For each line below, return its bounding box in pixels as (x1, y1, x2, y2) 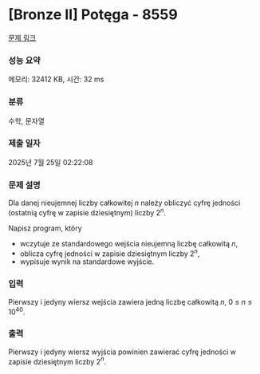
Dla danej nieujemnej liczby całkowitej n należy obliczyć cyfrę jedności (8, 198, 241, 208)
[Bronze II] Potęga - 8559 (8, 6, 178, 24)
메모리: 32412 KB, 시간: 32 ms (8, 74, 104, 85)
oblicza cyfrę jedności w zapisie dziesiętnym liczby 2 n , (19, 247, 200, 258)
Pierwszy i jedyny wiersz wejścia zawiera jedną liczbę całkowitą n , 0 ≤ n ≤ (8, 297, 253, 306)
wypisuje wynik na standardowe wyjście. (19, 257, 155, 266)
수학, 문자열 (8, 116, 45, 125)
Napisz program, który (8, 223, 82, 233)
